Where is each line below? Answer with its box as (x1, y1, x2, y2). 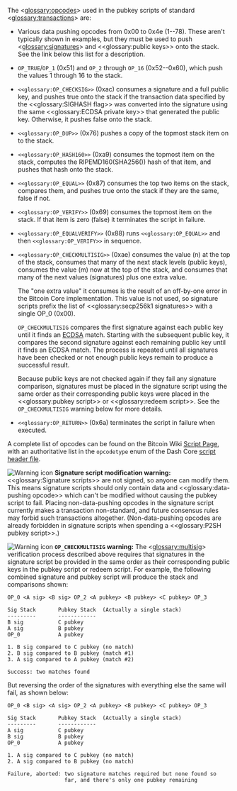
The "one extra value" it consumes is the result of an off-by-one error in (17, 287, 228, 295)
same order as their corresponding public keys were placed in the (17, 389, 210, 398)
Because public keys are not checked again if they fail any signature (17, 375, 216, 382)
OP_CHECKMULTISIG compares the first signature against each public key (17, 323, 224, 331)
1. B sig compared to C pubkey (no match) (7, 643, 134, 651)
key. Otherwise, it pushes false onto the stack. (17, 115, 153, 123)
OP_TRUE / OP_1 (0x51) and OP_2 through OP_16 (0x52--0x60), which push (17, 64, 223, 72)
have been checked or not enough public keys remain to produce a (17, 353, 214, 361)
